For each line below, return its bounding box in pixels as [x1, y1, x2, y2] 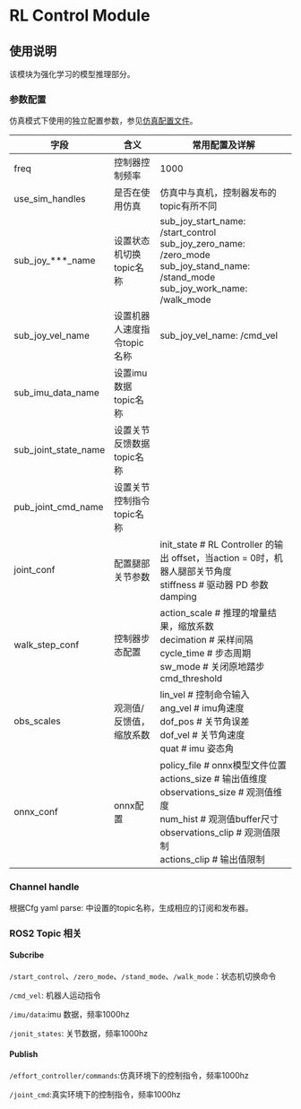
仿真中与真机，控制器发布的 [159, 186, 277, 199]
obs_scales [13, 715, 61, 727]
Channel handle [9, 880, 80, 893]
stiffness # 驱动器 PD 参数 [159, 579, 269, 592]
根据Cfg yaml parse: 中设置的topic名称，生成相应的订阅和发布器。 [9, 902, 254, 913]
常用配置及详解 [192, 139, 255, 152]
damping [159, 591, 197, 603]
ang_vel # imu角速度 [159, 702, 245, 715]
